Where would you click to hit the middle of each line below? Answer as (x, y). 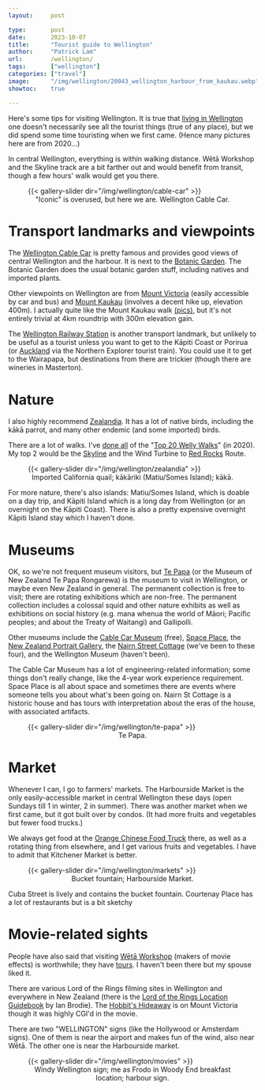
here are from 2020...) (44, 143)
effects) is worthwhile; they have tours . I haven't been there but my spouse (130, 965)
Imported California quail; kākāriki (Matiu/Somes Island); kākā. (132, 477)
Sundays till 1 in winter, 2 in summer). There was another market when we (128, 806)
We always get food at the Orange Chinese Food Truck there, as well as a (127, 838)
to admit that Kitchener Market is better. (73, 855)
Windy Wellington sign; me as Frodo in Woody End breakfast (132, 1069)
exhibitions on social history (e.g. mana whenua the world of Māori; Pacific (129, 614)
